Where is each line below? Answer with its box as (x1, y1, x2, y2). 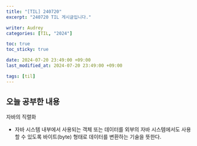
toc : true (6, 41, 31, 47)
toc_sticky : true (6, 47, 49, 53)
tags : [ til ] (6, 73, 35, 79)
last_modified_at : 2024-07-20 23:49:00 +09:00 (6, 63, 123, 69)
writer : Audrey (6, 25, 44, 31)
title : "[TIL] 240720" (6, 8, 62, 15)
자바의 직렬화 (6, 113, 37, 121)
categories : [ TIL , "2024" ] (6, 30, 73, 36)
